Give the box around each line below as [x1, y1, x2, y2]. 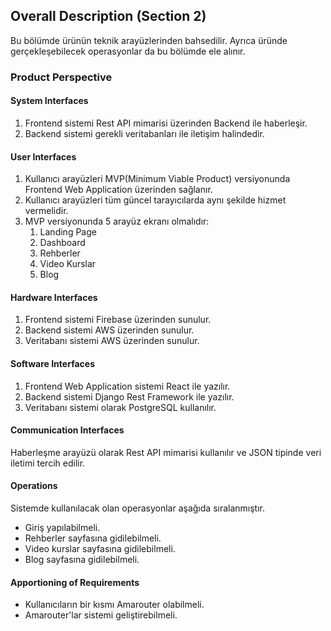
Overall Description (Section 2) [10, 8, 207, 25]
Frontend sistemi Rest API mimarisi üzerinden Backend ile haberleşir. [24, 117, 308, 129]
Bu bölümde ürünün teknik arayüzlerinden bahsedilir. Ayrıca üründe [10, 34, 288, 46]
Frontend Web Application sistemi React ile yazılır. [24, 380, 231, 392]
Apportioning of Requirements [10, 576, 140, 588]
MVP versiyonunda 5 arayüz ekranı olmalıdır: [24, 215, 210, 228]
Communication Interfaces [10, 424, 125, 436]
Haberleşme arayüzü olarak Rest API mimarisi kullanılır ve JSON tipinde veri [10, 446, 322, 458]
